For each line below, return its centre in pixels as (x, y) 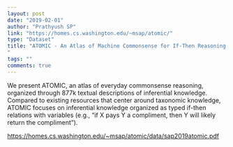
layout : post (26, 14)
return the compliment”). (43, 122)
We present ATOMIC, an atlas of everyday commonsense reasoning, (105, 85)
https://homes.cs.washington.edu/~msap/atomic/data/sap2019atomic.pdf (113, 136)
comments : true (29, 65)
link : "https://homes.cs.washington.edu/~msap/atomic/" (90, 33)
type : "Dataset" (31, 40)
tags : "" (20, 59)
